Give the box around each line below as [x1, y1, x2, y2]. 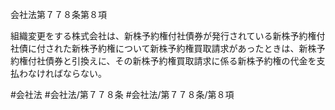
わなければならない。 [18, 68, 107, 79]
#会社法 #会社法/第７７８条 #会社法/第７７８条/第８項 [10, 89, 235, 100]
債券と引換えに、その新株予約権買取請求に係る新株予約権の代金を [44, 55, 317, 67]
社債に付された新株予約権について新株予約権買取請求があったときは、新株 [10, 43, 317, 54]
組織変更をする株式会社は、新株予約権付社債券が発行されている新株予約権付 [10, 30, 326, 42]
